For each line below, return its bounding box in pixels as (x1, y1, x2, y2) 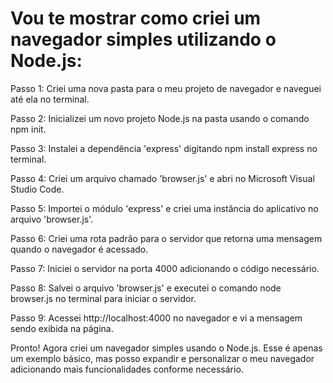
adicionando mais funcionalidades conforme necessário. (10, 363, 244, 375)
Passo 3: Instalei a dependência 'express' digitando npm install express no (10, 142, 318, 154)
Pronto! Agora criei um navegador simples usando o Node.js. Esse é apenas (10, 342, 323, 354)
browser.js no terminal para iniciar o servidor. (10, 292, 197, 304)
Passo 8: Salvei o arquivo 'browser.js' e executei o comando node (10, 282, 282, 294)
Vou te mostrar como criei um (10, 7, 262, 30)
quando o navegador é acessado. (10, 243, 149, 255)
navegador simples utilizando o (10, 28, 277, 51)
